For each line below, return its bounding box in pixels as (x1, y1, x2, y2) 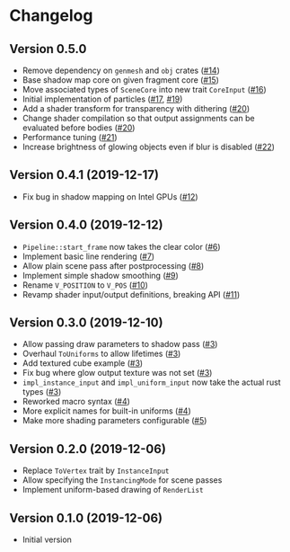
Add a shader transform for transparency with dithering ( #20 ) (22, 103, 250, 113)
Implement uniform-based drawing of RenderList (22, 485, 204, 495)
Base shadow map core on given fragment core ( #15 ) (22, 75, 220, 85)
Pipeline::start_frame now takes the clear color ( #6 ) (22, 241, 222, 252)
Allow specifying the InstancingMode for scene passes (22, 475, 223, 485)
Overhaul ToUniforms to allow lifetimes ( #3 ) (22, 348, 181, 360)
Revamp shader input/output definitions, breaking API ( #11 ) (22, 289, 241, 299)
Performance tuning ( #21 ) (22, 132, 119, 142)
